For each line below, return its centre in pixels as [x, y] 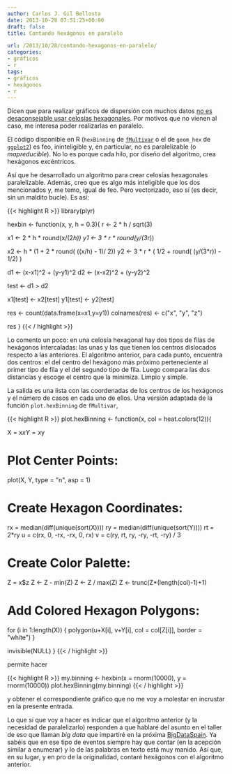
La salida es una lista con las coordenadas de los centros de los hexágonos [116, 391]
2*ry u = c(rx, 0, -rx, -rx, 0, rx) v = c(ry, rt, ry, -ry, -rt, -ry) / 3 [94, 535]
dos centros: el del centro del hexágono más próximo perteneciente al [108, 362]
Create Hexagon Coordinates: [95, 508]
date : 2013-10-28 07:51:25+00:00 [56, 20]
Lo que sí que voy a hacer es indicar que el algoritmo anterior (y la [102, 720]
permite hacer [27, 664]
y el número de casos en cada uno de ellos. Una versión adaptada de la [110, 398]
